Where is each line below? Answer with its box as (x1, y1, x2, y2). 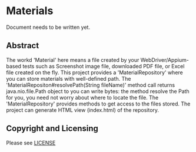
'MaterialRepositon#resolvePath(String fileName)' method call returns (6, 81, 175, 88)
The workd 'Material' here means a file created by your (6, 56, 139, 63)
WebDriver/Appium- (140, 56, 190, 63)
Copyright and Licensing (6, 124, 99, 134)
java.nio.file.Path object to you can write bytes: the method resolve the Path (6, 87, 190, 95)
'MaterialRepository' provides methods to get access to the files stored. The (6, 100, 191, 107)
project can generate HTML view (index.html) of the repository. (6, 106, 160, 113)
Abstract (6, 41, 39, 51)
